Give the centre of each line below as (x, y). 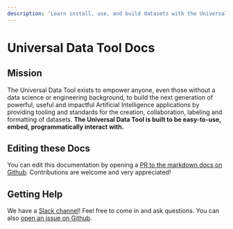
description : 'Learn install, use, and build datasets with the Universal (118, 13)
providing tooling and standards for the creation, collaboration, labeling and (115, 112)
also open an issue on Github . (50, 218)
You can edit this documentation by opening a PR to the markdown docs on (115, 165)
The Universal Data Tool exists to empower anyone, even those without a (111, 90)
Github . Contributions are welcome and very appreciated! (89, 172)
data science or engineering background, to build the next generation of (110, 97)
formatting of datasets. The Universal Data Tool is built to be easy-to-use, (114, 119)
